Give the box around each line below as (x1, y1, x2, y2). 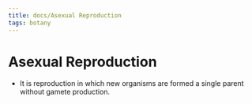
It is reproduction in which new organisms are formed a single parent (19, 79, 244, 88)
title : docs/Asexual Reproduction (8, 11, 122, 20)
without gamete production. (19, 87, 111, 97)
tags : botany (8, 19, 51, 27)
